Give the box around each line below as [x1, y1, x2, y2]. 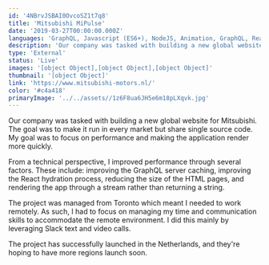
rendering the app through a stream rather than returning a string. [8, 182, 225, 193]
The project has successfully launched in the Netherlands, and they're [8, 239, 240, 249]
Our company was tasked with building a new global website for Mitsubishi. [8, 116, 258, 125]
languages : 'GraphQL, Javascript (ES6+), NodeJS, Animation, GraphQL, [8, 34, 249, 43]
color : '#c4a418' [8, 86, 66, 95]
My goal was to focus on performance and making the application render [8, 133, 250, 143]
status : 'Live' [8, 57, 59, 65]
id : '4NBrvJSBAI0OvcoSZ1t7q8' [8, 11, 110, 20]
